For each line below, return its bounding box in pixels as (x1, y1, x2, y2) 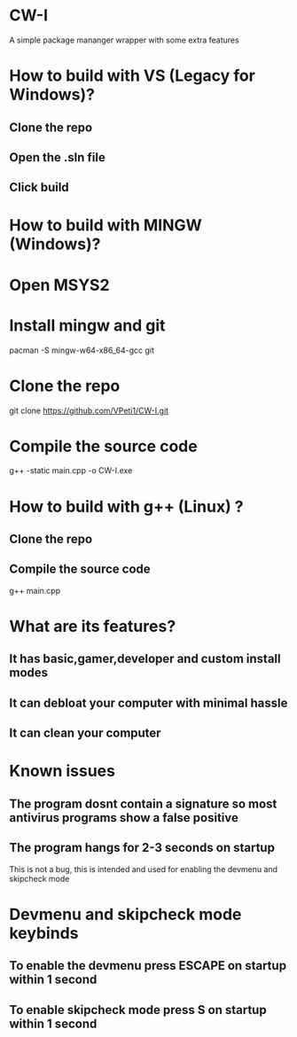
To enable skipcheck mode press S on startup (9, 1002, 268, 1018)
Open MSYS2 (9, 275, 110, 295)
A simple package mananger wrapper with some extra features (9, 35, 239, 45)
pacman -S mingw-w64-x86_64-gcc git (9, 345, 155, 355)
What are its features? (9, 617, 176, 636)
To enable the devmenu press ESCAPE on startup (9, 958, 286, 973)
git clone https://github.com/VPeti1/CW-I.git (9, 405, 169, 416)
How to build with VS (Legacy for (9, 66, 255, 86)
